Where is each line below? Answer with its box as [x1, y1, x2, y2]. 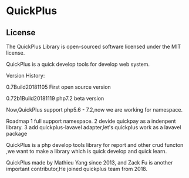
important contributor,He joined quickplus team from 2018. [6, 166, 148, 172]
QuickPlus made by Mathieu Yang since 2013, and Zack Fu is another [6, 159, 173, 166]
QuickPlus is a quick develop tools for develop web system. [6, 61, 150, 68]
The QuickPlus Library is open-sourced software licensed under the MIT [6, 43, 181, 50]
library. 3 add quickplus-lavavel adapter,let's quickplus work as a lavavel [6, 124, 181, 130]
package [6, 130, 28, 137]
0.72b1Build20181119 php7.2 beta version [6, 95, 104, 102]
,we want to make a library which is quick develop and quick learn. [6, 148, 167, 155]
